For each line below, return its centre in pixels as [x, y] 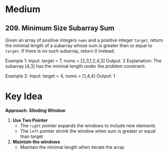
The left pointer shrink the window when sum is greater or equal [88, 131]
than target [32, 136]
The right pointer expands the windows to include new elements [88, 126]
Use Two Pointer [30, 120]
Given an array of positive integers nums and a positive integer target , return [84, 40]
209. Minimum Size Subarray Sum [60, 28]
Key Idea [24, 96]
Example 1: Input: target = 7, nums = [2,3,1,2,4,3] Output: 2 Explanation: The [83, 61]
